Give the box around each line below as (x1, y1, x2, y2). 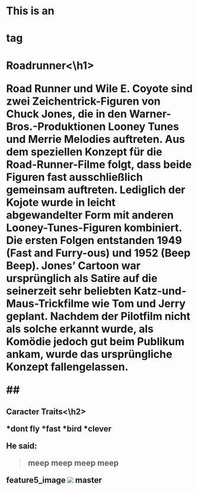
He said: (6, 440, 37, 451)
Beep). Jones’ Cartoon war (6, 259, 141, 272)
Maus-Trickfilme (6, 296, 90, 310)
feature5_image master (6, 475, 102, 485)
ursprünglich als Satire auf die (6, 271, 158, 285)
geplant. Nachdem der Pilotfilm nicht (6, 309, 191, 323)
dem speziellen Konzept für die (6, 145, 163, 158)
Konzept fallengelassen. (6, 360, 129, 373)
